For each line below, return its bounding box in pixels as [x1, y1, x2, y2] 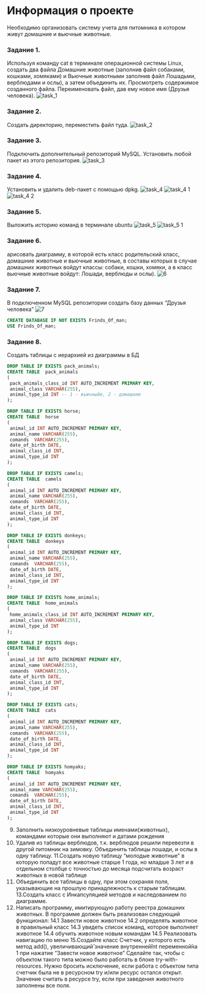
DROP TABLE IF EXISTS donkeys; [7, 532, 87, 539]
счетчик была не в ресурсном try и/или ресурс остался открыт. [15, 968, 182, 976]
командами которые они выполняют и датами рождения [15, 832, 164, 840]
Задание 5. [7, 208, 41, 216]
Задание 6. [7, 236, 41, 245]
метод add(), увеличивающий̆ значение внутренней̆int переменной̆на [15, 943, 198, 950]
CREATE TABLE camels [7, 476, 62, 482]
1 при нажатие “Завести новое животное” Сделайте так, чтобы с [15, 949, 185, 956]
